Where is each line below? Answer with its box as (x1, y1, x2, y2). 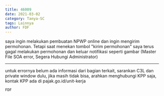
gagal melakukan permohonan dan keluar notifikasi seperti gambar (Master (5, 49, 156, 55)
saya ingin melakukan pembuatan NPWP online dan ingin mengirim (5, 38, 140, 44)
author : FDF (5, 25, 29, 30)
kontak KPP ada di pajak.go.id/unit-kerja (5, 78, 86, 84)
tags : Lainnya (5, 20, 34, 26)
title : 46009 (5, 7, 32, 12)
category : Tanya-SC (5, 16, 45, 21)
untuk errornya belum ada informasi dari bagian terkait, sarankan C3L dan (5, 68, 154, 74)
